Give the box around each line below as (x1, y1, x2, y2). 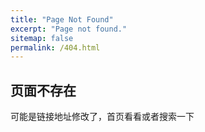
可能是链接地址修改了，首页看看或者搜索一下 (10, 111, 195, 123)
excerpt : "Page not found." (10, 24, 128, 34)
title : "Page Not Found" (10, 14, 114, 25)
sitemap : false (10, 33, 74, 43)
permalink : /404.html (10, 42, 101, 53)
